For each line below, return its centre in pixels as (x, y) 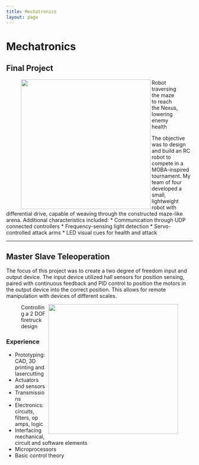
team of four (167, 182)
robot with (164, 207)
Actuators (27, 380)
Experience (23, 342)
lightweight (165, 201)
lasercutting (29, 373)
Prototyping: (30, 355)
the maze (163, 95)
